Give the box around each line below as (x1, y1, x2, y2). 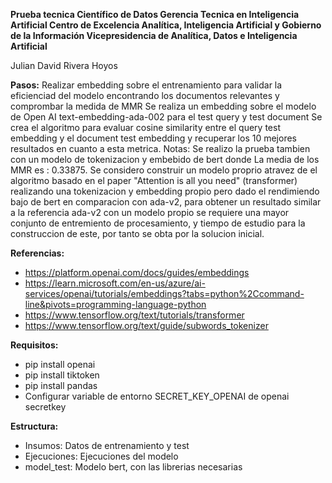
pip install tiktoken (24, 369, 100, 381)
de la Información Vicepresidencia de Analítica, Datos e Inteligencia (10, 30, 298, 41)
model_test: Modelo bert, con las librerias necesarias (24, 461, 243, 473)
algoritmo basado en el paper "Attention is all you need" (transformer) (10, 175, 298, 186)
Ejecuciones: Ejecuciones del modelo (24, 450, 179, 462)
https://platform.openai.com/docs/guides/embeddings (24, 267, 250, 278)
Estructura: (10, 420, 59, 432)
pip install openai (24, 359, 96, 370)
